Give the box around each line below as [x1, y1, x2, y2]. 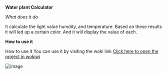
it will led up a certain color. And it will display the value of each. [5, 29, 137, 34]
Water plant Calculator [5, 4, 53, 10]
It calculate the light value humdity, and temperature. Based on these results [5, 23, 162, 29]
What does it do [5, 14, 38, 19]
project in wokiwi [5, 53, 40, 59]
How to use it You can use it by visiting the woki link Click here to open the [5, 48, 158, 54]
